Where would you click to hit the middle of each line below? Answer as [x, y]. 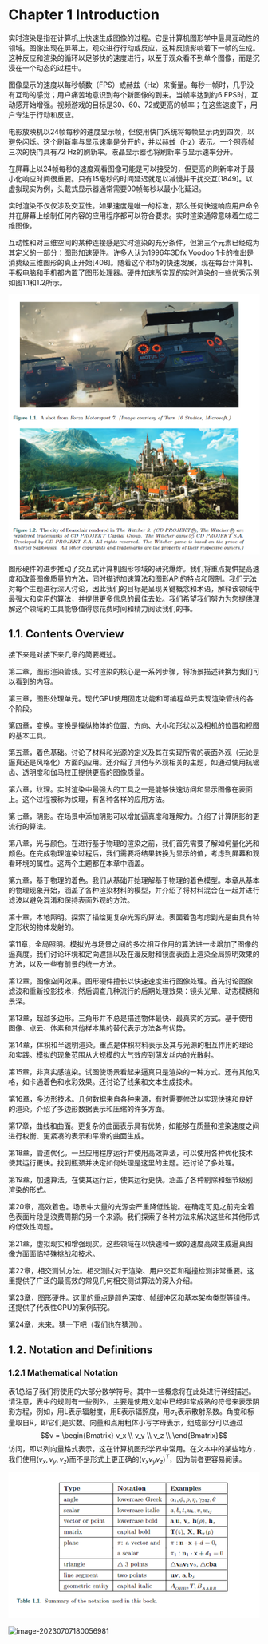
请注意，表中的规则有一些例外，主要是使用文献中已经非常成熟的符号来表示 [130, 1401]
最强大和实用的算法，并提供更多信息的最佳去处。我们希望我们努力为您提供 [130, 599]
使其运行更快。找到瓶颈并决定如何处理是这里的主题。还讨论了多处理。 [124, 1162]
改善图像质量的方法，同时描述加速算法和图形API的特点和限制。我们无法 [140, 579]
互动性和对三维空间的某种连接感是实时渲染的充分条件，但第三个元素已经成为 [134, 242]
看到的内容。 [36, 681]
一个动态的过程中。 [53, 68]
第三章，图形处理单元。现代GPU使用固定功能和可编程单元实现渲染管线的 [128, 698]
